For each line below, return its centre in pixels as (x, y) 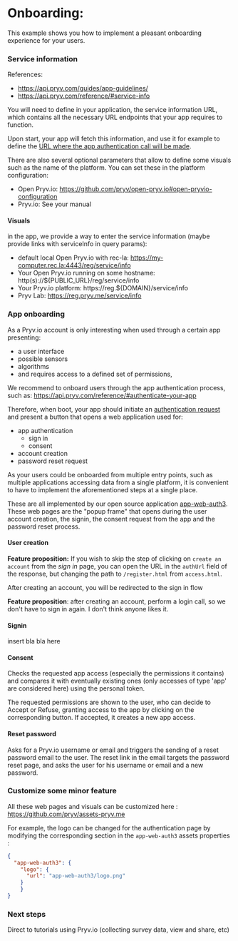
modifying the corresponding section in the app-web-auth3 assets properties (119, 835)
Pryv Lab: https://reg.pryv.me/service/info (79, 296)
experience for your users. (46, 40)
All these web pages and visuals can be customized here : (93, 806)
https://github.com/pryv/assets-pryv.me (66, 814)
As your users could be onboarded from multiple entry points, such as (110, 474)
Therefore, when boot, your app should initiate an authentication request (114, 409)
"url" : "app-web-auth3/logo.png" (76, 876)
